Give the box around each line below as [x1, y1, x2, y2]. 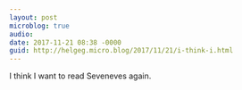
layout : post [9, 12, 58, 22]
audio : [9, 29, 34, 38]
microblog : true [9, 21, 70, 30]
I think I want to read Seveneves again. [9, 70, 152, 81]
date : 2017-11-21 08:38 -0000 [9, 37, 122, 47]
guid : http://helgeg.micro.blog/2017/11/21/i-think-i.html [9, 46, 234, 55]
